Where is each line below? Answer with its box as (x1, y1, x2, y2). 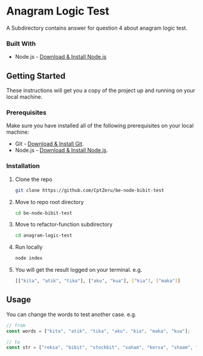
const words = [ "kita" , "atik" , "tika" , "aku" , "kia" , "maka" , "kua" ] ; (6, 328, 191, 334)
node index (14, 255, 43, 262)
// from (6, 322, 26, 328)
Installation (6, 162, 40, 170)
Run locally (14, 243, 43, 251)
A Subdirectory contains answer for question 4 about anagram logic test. (6, 24, 188, 31)
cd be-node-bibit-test (14, 210, 72, 216)
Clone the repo (14, 176, 53, 183)
